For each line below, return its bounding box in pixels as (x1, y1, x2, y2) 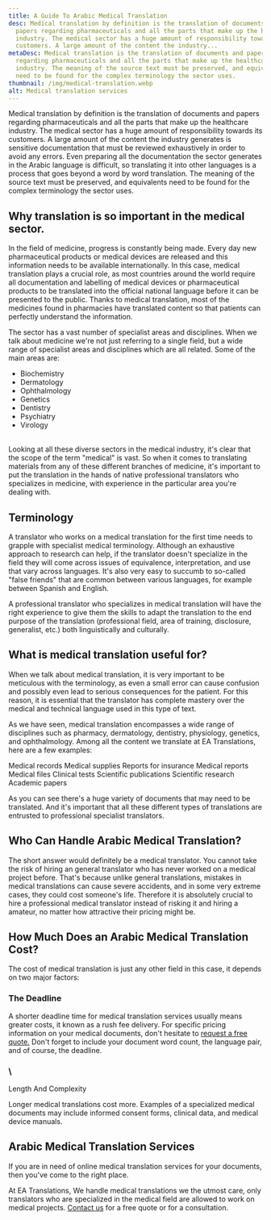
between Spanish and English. (8, 584, 109, 593)
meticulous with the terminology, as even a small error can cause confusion (8, 678, 260, 688)
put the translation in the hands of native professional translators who (8, 470, 240, 480)
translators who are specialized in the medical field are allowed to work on (8, 1194, 256, 1204)
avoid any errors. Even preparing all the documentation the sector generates (8, 152, 262, 161)
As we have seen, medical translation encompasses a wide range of (8, 719, 235, 729)
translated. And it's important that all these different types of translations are (8, 802, 262, 811)
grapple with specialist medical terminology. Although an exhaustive (8, 541, 236, 550)
